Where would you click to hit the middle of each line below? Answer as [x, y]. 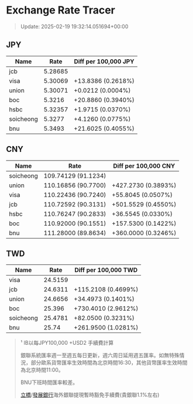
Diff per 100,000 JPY [104, 61]
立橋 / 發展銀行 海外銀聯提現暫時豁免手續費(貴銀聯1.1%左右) [90, 395]
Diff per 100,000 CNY [144, 166]
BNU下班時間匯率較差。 [49, 382]
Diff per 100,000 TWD [106, 270]
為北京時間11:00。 [42, 370]
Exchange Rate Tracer [61, 10]
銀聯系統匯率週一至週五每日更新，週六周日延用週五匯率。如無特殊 [100, 355]
